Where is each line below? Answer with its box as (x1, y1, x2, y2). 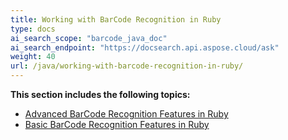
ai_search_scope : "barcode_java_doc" (10, 33, 168, 43)
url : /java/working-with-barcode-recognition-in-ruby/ (10, 61, 244, 71)
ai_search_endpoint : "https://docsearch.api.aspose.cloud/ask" (10, 42, 280, 53)
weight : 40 (10, 52, 56, 62)
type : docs (10, 24, 56, 34)
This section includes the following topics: (10, 89, 191, 100)
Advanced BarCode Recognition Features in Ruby (24, 108, 229, 120)
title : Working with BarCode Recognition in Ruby (10, 14, 222, 25)
